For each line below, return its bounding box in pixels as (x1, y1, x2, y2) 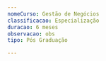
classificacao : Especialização (7, 17, 100, 24)
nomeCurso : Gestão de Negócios (7, 10, 100, 18)
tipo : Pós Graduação (7, 37, 69, 44)
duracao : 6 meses (7, 23, 59, 30)
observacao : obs (7, 30, 55, 38)
